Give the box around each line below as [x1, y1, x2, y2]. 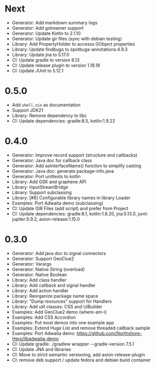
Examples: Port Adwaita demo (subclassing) [12, 200, 104, 206]
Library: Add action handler [12, 287, 69, 294]
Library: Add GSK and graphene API [12, 179, 86, 185]
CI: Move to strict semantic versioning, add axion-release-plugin [12, 351, 145, 357]
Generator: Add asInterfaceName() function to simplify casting [12, 163, 141, 169]
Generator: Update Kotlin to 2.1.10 [12, 30, 81, 36]
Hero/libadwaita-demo [12, 335, 59, 341]
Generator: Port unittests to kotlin [12, 173, 81, 179]
